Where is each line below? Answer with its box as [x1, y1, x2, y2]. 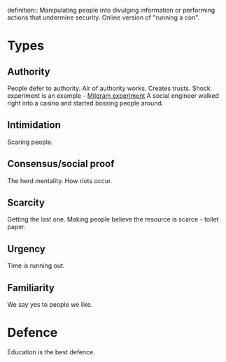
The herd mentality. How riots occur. [7, 176, 113, 184]
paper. [7, 223, 26, 231]
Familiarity [7, 282, 55, 294]
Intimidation [7, 119, 61, 131]
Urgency [7, 242, 45, 254]
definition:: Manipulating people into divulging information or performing [7, 6, 216, 14]
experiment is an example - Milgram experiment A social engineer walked [7, 92, 219, 100]
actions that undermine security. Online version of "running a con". [7, 13, 200, 22]
